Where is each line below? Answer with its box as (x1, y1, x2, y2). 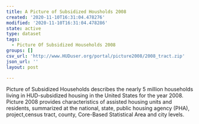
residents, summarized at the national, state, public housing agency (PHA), (6, 105, 189, 112)
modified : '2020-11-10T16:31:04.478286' (6, 20, 108, 26)
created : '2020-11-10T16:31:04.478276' (6, 14, 105, 20)
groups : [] (6, 48, 33, 54)
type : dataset (6, 31, 42, 37)
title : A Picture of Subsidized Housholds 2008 (6, 8, 127, 15)
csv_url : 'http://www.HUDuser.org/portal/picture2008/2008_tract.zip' (6, 53, 185, 59)
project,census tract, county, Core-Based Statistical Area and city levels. (6, 111, 185, 118)
